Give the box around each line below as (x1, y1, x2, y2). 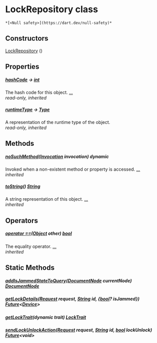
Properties (5, 63, 40, 71)
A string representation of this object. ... (5, 196, 89, 202)
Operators (5, 216, 38, 225)
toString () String (5, 183, 41, 190)
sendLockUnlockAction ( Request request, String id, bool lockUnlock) (5, 327, 152, 333)
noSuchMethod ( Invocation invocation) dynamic (5, 153, 109, 160)
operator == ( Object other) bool (5, 230, 72, 237)
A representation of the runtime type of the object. (5, 119, 110, 126)
